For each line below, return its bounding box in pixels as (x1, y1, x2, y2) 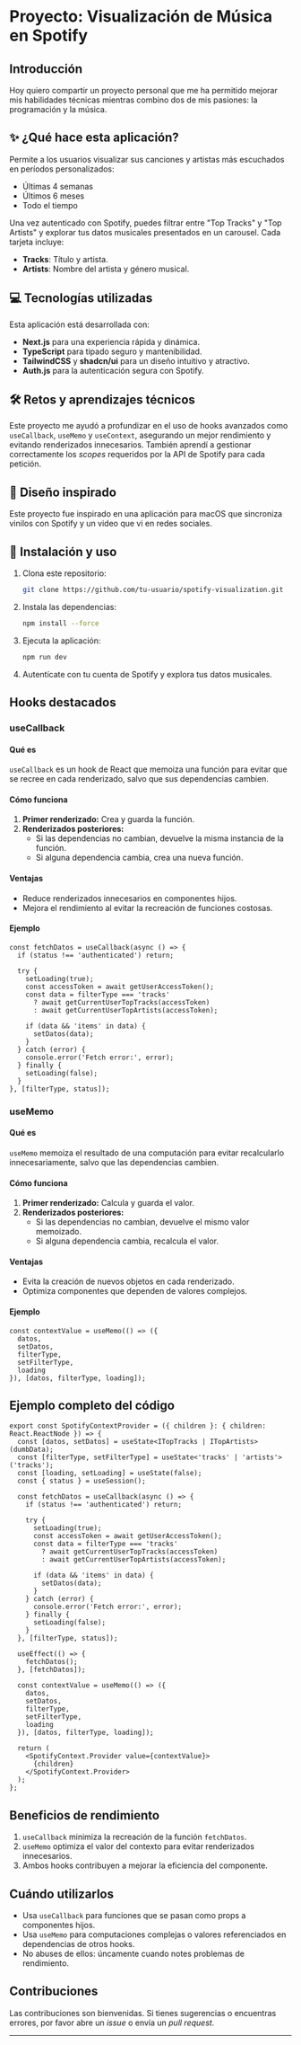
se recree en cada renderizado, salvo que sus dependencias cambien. (9, 774, 269, 784)
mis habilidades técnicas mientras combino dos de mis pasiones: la (9, 94, 258, 105)
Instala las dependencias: (21, 601, 116, 612)
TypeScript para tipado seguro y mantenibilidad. (21, 346, 202, 357)
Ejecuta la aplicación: (21, 635, 101, 646)
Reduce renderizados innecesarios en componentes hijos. (21, 892, 237, 904)
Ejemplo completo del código (9, 1397, 175, 1412)
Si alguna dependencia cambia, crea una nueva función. (35, 852, 244, 863)
